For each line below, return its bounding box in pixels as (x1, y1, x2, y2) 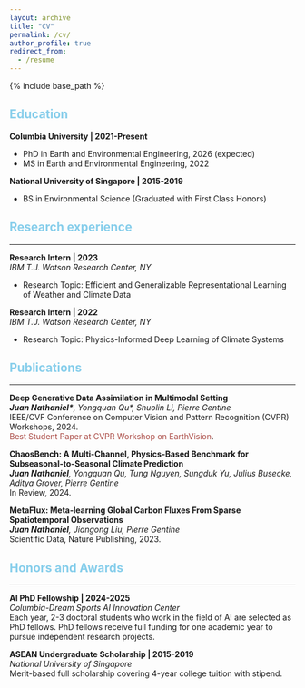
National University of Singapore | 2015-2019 (9, 175, 183, 186)
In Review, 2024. (9, 487, 72, 498)
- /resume (17, 55, 54, 64)
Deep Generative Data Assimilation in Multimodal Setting (9, 392, 229, 404)
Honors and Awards (9, 560, 124, 575)
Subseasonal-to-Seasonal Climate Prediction (9, 458, 184, 469)
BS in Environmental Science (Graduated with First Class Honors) (22, 192, 267, 204)
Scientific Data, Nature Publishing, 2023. (9, 534, 162, 545)
